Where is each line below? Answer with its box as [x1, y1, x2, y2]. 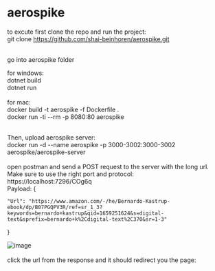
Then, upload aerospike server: [7, 133, 96, 142]
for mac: [7, 98, 31, 106]
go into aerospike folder [7, 55, 75, 63]
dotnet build [7, 76, 41, 84]
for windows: [7, 69, 45, 77]
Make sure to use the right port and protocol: [7, 170, 134, 178]
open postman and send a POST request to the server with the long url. [7, 162, 210, 171]
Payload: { [7, 184, 36, 193]
